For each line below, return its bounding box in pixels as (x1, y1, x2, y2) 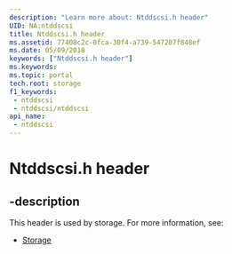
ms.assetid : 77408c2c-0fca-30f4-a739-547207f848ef (9, 37, 201, 47)
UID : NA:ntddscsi (9, 21, 74, 30)
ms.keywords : (9, 63, 58, 72)
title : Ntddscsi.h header (9, 29, 105, 38)
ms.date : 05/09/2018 (9, 46, 86, 55)
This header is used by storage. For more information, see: (9, 218, 224, 227)
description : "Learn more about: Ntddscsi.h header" (9, 12, 209, 22)
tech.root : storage (9, 79, 82, 88)
